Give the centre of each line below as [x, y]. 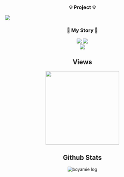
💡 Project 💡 [82, 7]
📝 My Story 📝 [82, 30]
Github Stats [82, 158]
